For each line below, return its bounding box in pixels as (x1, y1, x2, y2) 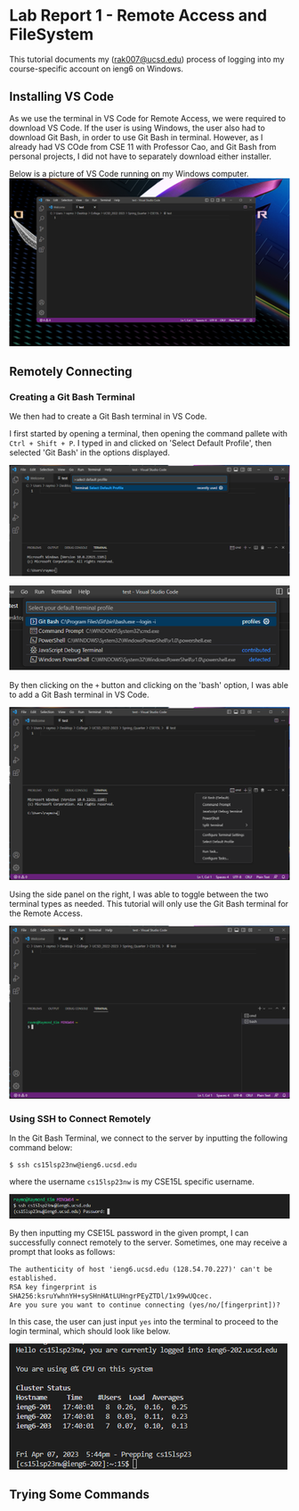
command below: (9, 1142, 73, 1153)
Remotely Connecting (9, 363, 133, 379)
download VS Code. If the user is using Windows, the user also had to (9, 122, 265, 133)
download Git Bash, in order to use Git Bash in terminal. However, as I (9, 131, 263, 143)
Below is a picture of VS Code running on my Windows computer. (9, 168, 249, 178)
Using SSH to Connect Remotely (9, 1113, 151, 1125)
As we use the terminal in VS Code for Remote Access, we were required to (9, 112, 287, 123)
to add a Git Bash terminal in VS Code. (9, 689, 149, 701)
